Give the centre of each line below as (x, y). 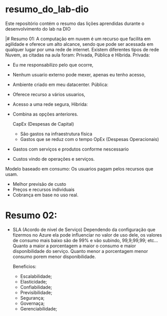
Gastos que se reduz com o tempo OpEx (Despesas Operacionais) (90, 139)
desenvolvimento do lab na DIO (38, 28)
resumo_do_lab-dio (47, 9)
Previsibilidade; (36, 292)
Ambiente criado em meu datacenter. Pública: (60, 84)
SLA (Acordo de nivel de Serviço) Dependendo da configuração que (84, 229)
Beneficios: (24, 266)
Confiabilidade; (36, 287)
